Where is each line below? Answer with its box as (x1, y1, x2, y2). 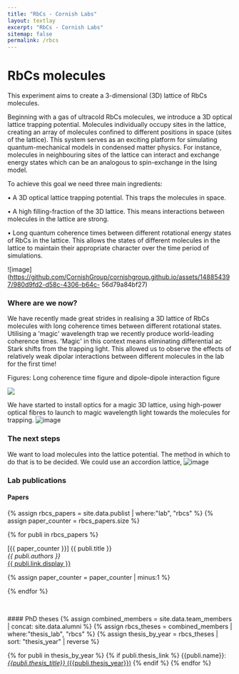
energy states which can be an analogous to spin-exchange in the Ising (7, 158, 218, 167)
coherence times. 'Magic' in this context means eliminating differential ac (7, 337, 223, 346)
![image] (7, 265, 32, 274)
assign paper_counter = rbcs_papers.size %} (7, 516, 141, 525)
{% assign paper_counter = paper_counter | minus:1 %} (7, 573, 171, 581)
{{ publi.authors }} (7, 551, 61, 560)
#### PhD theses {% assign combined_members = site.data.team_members (7, 614, 232, 623)
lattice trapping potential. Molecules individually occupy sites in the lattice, (7, 121, 227, 129)
